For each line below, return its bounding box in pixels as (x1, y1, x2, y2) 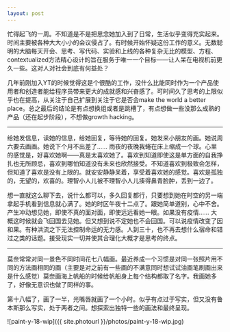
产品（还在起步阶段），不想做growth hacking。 (7, 112, 138, 120)
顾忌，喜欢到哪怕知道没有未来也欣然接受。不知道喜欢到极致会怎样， (30, 159, 223, 168)
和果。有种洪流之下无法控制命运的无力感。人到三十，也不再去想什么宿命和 (7, 225, 217, 233)
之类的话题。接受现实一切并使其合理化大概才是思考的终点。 (12, 233, 181, 242)
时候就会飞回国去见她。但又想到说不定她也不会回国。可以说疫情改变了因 (18, 216, 223, 225)
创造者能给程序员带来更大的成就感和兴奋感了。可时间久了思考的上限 (25, 87, 217, 95)
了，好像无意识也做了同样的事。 (7, 280, 97, 288)
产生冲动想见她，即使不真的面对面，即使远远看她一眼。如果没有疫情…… (7, 208, 210, 216)
